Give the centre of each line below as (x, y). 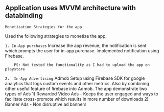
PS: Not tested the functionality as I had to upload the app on (82, 65)
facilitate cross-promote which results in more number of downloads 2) (77, 99)
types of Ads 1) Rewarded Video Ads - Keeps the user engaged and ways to (82, 94)
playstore (15, 69)
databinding (24, 16)
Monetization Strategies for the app (44, 27)
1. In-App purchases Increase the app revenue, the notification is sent (76, 45)
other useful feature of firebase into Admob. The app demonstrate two (76, 89)
